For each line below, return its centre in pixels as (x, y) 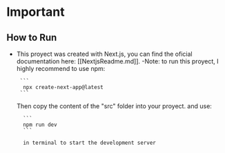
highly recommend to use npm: (61, 69)
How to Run (32, 38)
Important (36, 12)
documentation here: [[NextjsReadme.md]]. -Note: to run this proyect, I (117, 61)
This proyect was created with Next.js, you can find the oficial (104, 54)
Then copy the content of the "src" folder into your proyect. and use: (114, 106)
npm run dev (40, 125)
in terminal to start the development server (89, 143)
